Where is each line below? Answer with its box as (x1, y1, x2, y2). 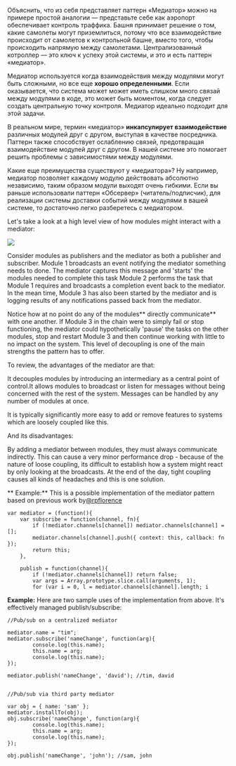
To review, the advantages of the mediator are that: (7, 361, 155, 369)
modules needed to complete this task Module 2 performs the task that (7, 274, 213, 282)
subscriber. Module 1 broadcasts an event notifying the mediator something (7, 259, 226, 267)
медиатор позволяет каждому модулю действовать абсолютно (7, 174, 199, 182)
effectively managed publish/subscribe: (7, 604, 122, 611)
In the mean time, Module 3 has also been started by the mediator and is (7, 289, 217, 297)
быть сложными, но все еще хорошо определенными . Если (7, 79, 190, 87)
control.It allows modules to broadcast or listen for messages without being (7, 382, 225, 390)
